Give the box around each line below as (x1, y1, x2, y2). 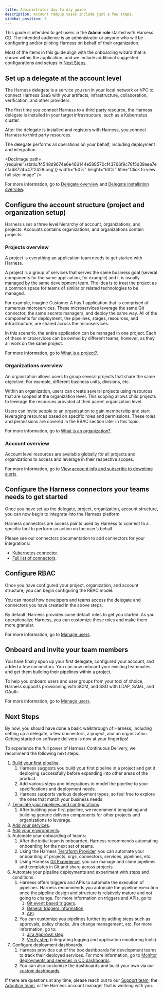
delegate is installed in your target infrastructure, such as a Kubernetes (5, 112, 147, 118)
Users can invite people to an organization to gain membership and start (5, 408, 150, 414)
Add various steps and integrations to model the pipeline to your (19, 781, 148, 787)
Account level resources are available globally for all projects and (5, 451, 136, 457)
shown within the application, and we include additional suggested (5, 55, 139, 61)
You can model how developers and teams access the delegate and (5, 597, 141, 603)
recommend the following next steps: (5, 750, 80, 756)
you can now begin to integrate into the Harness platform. (5, 511, 121, 517)
